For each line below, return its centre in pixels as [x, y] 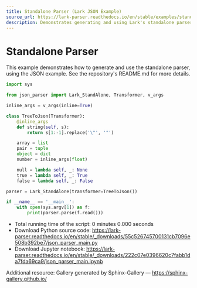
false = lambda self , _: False [55, 181]
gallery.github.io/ [26, 279]
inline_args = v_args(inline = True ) [50, 106]
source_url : [21, 17]
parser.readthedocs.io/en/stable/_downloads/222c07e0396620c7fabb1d [102, 255]
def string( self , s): [43, 127]
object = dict [34, 154]
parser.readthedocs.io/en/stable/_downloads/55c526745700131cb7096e [102, 236]
